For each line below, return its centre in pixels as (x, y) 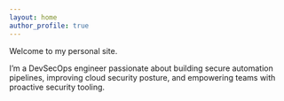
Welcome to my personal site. (63, 50)
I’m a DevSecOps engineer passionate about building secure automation (141, 68)
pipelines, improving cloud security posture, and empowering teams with (142, 77)
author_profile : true (49, 26)
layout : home (33, 17)
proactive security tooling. (57, 87)
